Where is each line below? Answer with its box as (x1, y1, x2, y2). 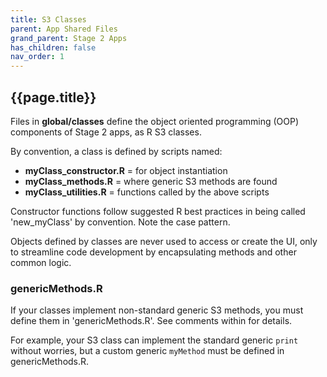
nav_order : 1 (10, 52, 65, 62)
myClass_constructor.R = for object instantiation (24, 164, 228, 176)
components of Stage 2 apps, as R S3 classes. (10, 126, 202, 138)
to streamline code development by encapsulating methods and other (10, 246, 297, 258)
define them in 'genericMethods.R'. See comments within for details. (10, 315, 293, 327)
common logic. (10, 256, 72, 268)
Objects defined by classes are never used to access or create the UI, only (10, 235, 318, 247)
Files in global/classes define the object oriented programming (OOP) (10, 115, 300, 127)
